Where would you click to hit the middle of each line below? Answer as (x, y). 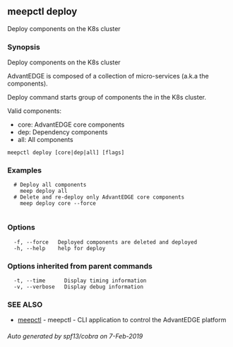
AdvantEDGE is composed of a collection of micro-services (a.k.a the (108, 76)
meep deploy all (44, 191)
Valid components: (35, 111)
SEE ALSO (25, 305)
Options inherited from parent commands (80, 266)
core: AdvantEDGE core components (71, 125)
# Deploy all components (50, 185)
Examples (25, 170)
